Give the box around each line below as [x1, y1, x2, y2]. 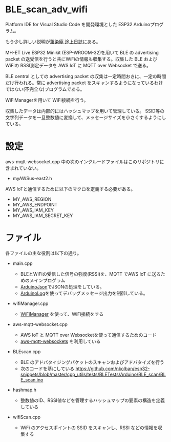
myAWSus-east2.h [12, 175, 52, 181]
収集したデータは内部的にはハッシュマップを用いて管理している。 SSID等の [5, 108, 165, 114]
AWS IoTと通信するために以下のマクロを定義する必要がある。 [5, 186, 136, 192]
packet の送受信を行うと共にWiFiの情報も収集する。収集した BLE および [5, 55, 158, 62]
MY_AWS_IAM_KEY [12, 207, 54, 213]
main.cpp [12, 260, 33, 266]
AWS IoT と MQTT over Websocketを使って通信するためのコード [20, 332, 157, 338]
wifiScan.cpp [12, 414, 41, 420]
